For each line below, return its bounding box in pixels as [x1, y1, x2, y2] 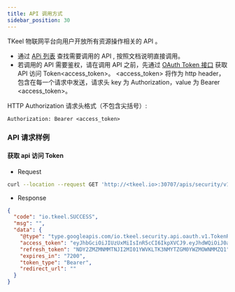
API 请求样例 [7, 133, 50, 143]
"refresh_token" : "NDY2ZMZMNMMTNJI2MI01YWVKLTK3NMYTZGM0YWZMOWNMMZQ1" [20, 246, 230, 253]
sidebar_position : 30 [7, 17, 71, 24]
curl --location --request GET [7, 181, 99, 188]
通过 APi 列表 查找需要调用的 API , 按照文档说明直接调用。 [17, 52, 184, 60]
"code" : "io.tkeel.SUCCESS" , [13, 214, 99, 221]
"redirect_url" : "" [20, 265, 77, 272]
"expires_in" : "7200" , [20, 252, 86, 259]
